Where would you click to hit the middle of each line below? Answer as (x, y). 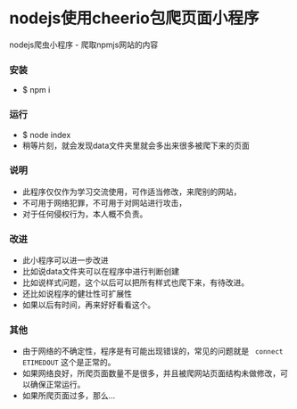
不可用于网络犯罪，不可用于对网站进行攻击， (104, 202)
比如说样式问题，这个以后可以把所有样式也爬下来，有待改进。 (136, 282)
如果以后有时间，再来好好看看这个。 (89, 305)
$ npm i (36, 90)
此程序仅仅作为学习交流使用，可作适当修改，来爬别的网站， (132, 192)
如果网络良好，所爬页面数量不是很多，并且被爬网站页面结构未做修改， (151, 373)
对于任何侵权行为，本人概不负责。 (85, 214)
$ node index (46, 135)
